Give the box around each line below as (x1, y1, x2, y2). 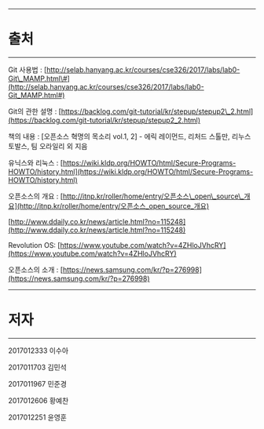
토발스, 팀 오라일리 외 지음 (8, 141, 88, 151)
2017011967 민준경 (8, 379, 67, 388)
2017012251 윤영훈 (8, 413, 67, 422)
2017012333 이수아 (8, 346, 69, 355)
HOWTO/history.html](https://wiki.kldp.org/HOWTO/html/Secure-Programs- (8, 166, 254, 176)
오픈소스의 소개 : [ (8, 264, 64, 274)
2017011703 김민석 (8, 362, 67, 372)
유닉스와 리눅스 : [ (8, 158, 64, 167)
